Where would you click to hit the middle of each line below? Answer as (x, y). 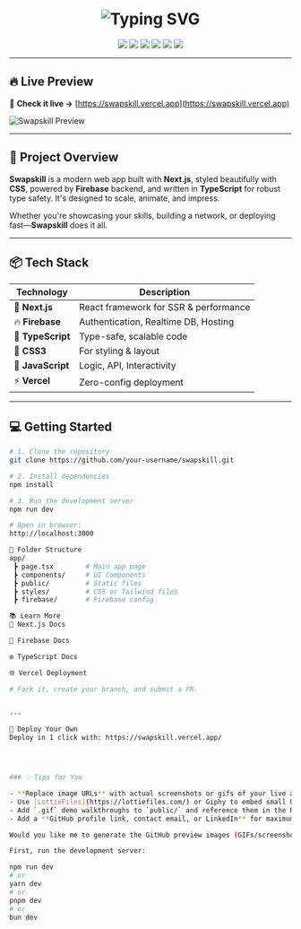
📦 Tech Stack (49, 262)
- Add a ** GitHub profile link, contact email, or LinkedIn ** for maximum (152, 819)
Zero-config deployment (131, 382)
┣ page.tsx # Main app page (79, 566)
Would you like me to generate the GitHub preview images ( (124, 835)
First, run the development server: (77, 851)
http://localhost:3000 (52, 534)
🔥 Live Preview (52, 82)
